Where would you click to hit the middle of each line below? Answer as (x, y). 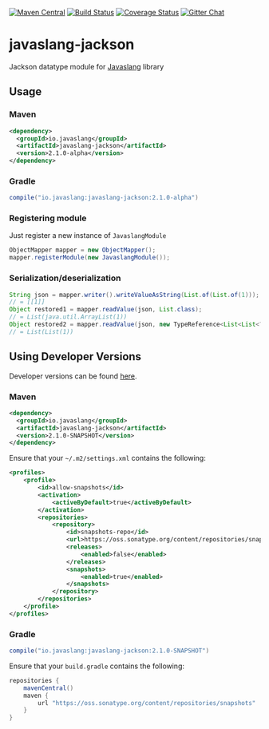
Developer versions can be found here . (73, 376)
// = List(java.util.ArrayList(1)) (68, 317)
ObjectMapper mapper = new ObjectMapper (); (83, 250)
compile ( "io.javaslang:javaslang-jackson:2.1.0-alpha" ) (104, 198)
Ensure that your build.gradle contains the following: (97, 666)
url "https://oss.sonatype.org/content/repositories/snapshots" (147, 703)
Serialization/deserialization (65, 278)
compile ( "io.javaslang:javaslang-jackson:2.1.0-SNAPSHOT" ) (109, 651)
